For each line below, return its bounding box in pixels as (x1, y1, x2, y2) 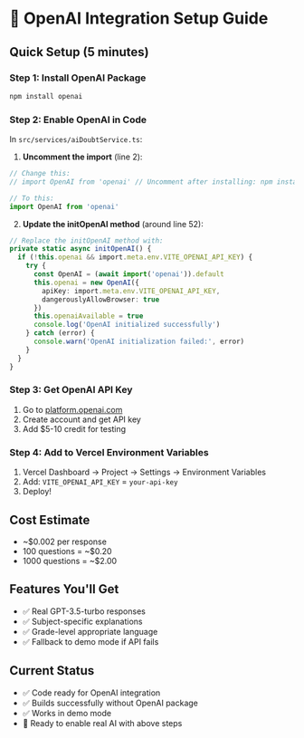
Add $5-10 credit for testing (22, 423, 127, 434)
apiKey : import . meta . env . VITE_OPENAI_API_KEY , (42, 286, 221, 295)
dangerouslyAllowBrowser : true (42, 294, 160, 304)
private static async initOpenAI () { (9, 244, 152, 254)
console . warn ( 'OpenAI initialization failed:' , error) (33, 337, 245, 347)
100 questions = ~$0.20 (22, 545, 112, 556)
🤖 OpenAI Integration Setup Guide (9, 8, 269, 29)
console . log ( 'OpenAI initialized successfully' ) (33, 321, 221, 330)
